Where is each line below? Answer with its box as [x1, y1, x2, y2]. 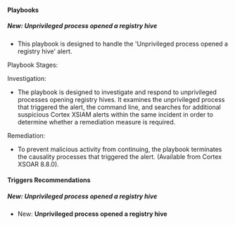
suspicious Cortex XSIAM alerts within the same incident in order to [17, 110, 213, 119]
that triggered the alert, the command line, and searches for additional [17, 103, 222, 111]
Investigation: [7, 74, 47, 82]
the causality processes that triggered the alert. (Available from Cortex [17, 152, 222, 161]
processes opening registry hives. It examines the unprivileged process [17, 95, 225, 103]
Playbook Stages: [7, 60, 58, 69]
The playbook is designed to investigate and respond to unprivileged [17, 88, 217, 96]
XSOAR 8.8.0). [17, 160, 60, 168]
